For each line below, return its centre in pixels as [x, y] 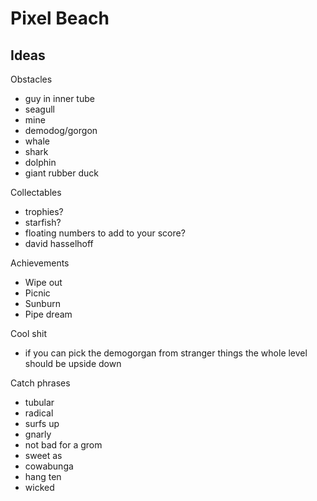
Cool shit [28, 333]
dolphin [40, 162]
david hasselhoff [59, 243]
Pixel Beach [60, 18]
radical [39, 413]
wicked [39, 487]
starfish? [43, 222]
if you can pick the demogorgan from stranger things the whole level [166, 353]
